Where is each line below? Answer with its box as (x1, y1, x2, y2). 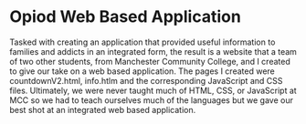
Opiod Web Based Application (9, 6, 242, 27)
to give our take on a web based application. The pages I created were (9, 66, 276, 77)
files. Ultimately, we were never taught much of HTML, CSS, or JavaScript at (9, 85, 297, 96)
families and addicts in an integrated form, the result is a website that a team (9, 46, 297, 57)
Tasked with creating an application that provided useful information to (9, 36, 276, 47)
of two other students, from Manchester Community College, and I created (9, 56, 290, 67)
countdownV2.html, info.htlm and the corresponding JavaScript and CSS (9, 75, 283, 86)
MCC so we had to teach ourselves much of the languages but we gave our (9, 94, 294, 106)
